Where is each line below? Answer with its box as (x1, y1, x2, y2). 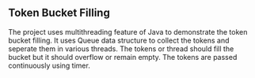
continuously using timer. (8, 61, 91, 70)
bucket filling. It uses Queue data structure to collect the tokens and (8, 35, 230, 45)
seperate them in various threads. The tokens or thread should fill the (8, 43, 234, 54)
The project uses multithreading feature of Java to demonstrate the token (8, 27, 248, 36)
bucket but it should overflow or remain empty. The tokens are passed (8, 52, 238, 61)
